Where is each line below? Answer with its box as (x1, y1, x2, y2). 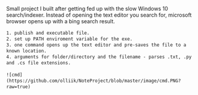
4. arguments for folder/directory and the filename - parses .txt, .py (6, 54, 192, 60)
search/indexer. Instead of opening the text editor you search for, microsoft (6, 11, 192, 19)
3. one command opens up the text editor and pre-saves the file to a (6, 42, 187, 48)
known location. (6, 48, 47, 54)
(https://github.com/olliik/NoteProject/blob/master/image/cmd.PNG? (6, 78, 181, 84)
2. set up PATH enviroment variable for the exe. (6, 36, 133, 42)
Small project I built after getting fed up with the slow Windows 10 (6, 5, 169, 12)
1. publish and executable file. (6, 30, 90, 36)
